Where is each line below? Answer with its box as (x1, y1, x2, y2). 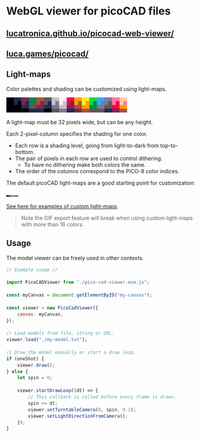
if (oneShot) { (6, 356, 45, 362)
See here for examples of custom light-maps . (6, 202, 119, 209)
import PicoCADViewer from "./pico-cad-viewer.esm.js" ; (6, 279, 150, 285)
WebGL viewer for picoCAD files (6, 4, 171, 18)
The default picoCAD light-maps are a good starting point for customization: (6, 179, 196, 187)
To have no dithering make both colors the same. (24, 161, 146, 168)
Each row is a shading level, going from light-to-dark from (14, 142, 159, 149)
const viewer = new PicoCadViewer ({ (6, 305, 98, 311)
